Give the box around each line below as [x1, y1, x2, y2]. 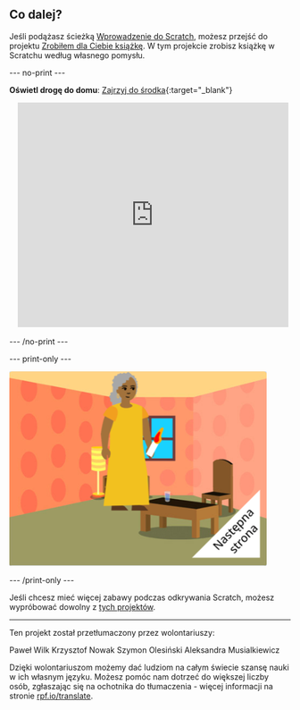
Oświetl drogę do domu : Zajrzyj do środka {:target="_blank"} [9, 84, 233, 95]
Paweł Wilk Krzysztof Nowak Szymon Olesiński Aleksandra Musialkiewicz [9, 644, 280, 655]
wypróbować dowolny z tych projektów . [9, 601, 156, 612]
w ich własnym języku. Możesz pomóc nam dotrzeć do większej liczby [9, 671, 270, 682]
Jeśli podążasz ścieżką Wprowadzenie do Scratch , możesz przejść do [9, 30, 268, 41]
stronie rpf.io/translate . [9, 690, 94, 701]
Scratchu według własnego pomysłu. [9, 49, 146, 61]
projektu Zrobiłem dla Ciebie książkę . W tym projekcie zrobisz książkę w [9, 40, 275, 51]
